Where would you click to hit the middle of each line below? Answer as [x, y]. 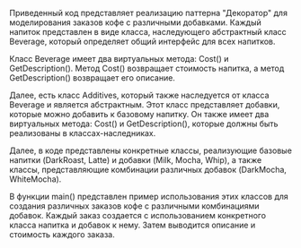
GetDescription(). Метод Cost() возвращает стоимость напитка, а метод [147, 68]
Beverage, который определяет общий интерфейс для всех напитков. [142, 41]
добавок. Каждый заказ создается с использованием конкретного [138, 215]
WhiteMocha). [35, 179]
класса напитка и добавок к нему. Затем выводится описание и [133, 225]
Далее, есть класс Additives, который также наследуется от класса [139, 95]
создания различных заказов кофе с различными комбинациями [134, 206]
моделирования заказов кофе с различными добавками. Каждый [136, 22]
